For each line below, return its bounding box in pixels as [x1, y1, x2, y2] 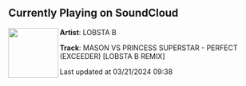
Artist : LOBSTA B [59, 27, 117, 37]
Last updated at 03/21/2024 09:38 [59, 67, 173, 76]
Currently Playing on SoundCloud [8, 6, 179, 20]
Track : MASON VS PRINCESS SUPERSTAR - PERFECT [59, 43, 238, 53]
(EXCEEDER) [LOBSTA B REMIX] [59, 51, 165, 61]
